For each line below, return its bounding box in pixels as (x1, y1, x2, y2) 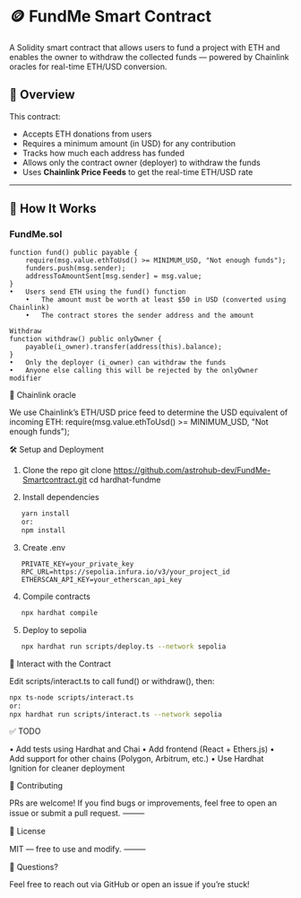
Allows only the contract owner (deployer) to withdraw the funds (21, 157, 262, 168)
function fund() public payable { (9, 248, 139, 258)
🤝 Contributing (9, 780, 64, 791)
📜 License (9, 826, 47, 837)
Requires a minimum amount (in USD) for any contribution (21, 137, 236, 148)
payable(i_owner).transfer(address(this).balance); (25, 342, 222, 352)
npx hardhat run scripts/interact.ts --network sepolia (9, 709, 222, 718)
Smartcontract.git (21, 474, 88, 485)
